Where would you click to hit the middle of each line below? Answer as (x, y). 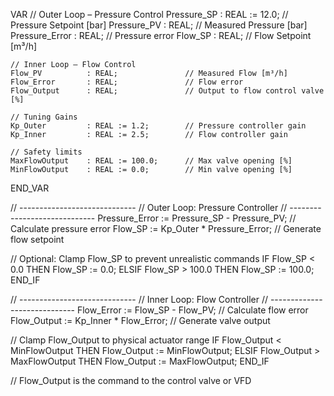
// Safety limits (46, 152)
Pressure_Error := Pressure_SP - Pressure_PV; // (197, 218)
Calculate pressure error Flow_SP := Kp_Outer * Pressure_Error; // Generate (166, 228)
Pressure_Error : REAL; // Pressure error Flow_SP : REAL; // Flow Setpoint (161, 35)
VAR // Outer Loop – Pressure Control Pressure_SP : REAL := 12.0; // (149, 14)
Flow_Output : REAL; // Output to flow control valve (167, 91)
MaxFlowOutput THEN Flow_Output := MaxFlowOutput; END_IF (140, 361)
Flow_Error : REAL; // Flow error (127, 82)
